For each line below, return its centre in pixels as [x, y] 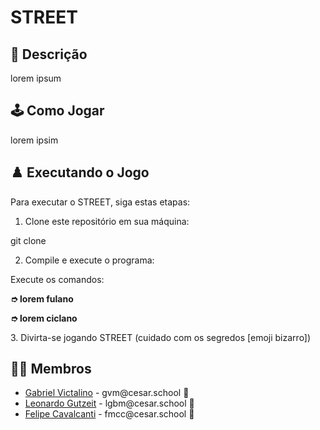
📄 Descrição [49, 54]
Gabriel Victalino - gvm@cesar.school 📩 [107, 393]
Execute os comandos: [57, 279]
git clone [28, 240]
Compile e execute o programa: [89, 260]
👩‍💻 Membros [51, 369]
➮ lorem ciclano [44, 318]
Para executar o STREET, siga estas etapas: [100, 202]
